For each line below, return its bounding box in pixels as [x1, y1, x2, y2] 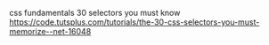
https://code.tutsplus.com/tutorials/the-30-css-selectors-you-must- [9, 17, 260, 27]
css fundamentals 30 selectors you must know [9, 8, 181, 18]
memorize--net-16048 [9, 26, 92, 36]
